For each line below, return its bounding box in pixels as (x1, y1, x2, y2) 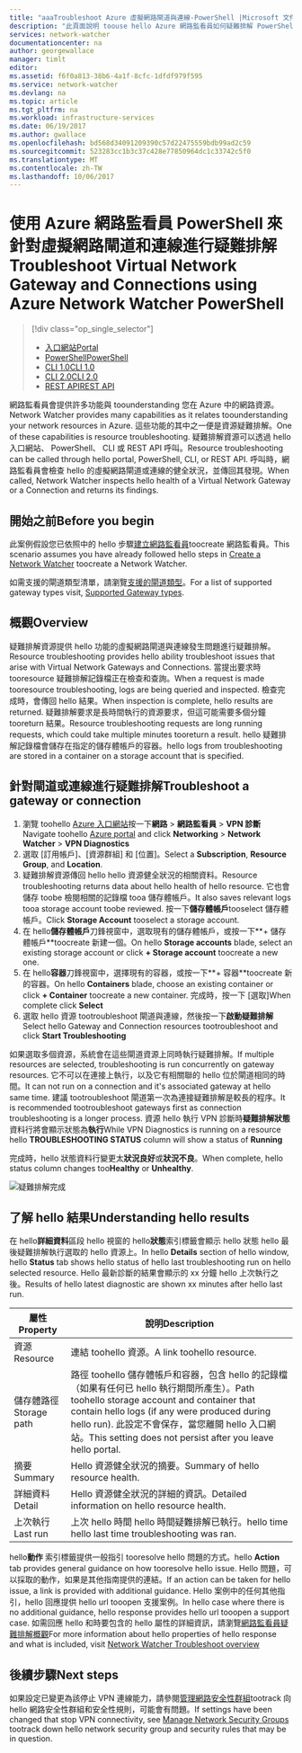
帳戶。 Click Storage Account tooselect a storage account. (22, 914, 240, 925)
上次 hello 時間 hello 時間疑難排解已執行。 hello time (70, 1516, 289, 1528)
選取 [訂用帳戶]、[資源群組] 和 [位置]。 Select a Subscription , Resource (22, 849, 288, 859)
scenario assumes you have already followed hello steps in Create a (9, 549, 262, 559)
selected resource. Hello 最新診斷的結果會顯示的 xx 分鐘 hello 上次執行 (9, 1268, 271, 1278)
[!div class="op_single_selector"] (31, 324, 155, 334)
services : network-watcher (9, 30, 111, 39)
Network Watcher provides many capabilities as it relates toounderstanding (9, 410, 289, 421)
